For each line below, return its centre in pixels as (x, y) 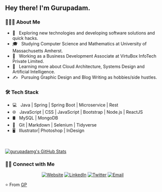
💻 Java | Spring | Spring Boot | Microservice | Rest (65, 105)
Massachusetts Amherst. (37, 51)
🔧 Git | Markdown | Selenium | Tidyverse (54, 125)
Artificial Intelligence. (34, 71)
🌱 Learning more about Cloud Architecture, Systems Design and (79, 66)
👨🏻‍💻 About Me (23, 22)
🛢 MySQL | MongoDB (35, 118)
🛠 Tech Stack (22, 92)
